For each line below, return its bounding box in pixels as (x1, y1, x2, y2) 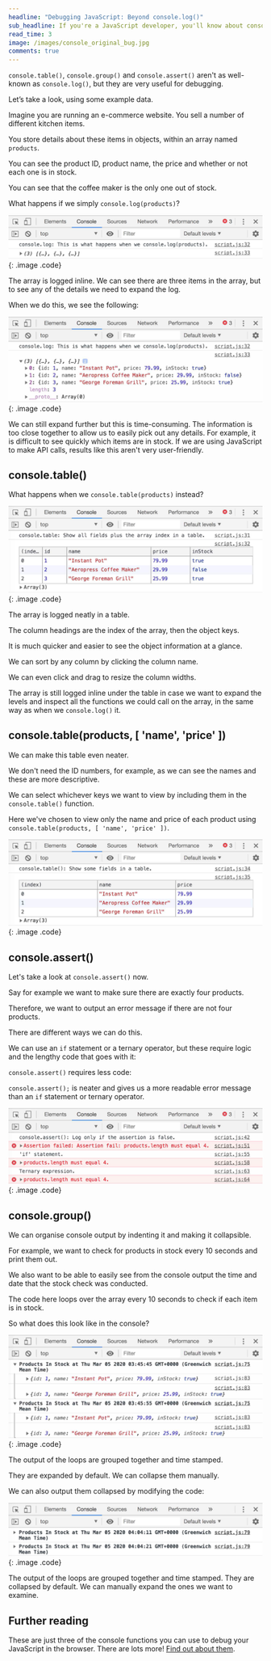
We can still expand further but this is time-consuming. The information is (8, 419, 253, 428)
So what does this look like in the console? (8, 1318, 150, 1329)
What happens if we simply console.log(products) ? (8, 199, 180, 209)
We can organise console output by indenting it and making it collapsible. (8, 1230, 252, 1240)
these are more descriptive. (8, 774, 100, 784)
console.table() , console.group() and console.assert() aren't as (8, 70, 227, 80)
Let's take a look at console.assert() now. (8, 972, 149, 982)
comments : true (8, 47, 60, 56)
